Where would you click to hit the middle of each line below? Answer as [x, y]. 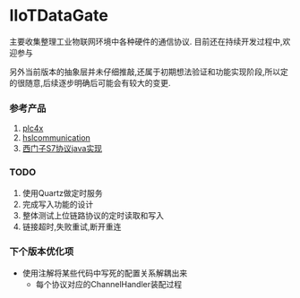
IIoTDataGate [59, 16]
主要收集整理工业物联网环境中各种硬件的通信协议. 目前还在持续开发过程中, [146, 41]
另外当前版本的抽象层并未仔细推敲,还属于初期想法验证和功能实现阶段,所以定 [149, 72]
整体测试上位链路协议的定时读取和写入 [93, 215]
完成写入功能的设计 [58, 204]
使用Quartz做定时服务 [62, 192]
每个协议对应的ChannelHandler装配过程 [108, 284]
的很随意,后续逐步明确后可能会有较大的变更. [90, 82]
